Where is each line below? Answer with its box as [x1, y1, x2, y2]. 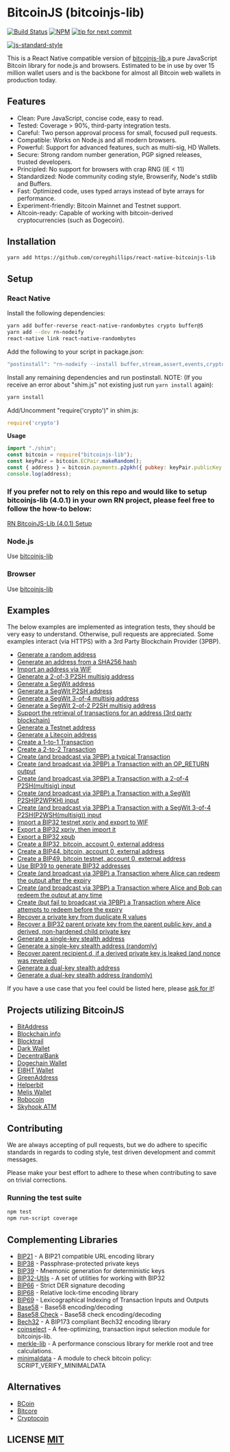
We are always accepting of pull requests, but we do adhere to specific [7, 1141, 208, 1149]
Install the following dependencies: [7, 309, 106, 317]
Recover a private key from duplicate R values [16, 913, 147, 921]
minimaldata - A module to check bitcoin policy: [16, 1354, 152, 1362]
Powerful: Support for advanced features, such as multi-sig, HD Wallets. [16, 143, 221, 152]
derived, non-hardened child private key [16, 928, 131, 936]
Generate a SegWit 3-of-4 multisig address [16, 694, 139, 703]
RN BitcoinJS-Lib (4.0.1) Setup [7, 520, 92, 528]
